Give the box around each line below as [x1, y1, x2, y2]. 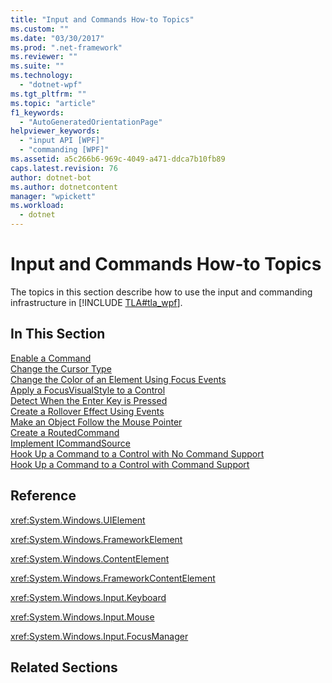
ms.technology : [10, 71, 74, 81]
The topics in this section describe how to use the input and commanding [10, 286, 313, 298]
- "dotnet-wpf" [19, 80, 83, 90]
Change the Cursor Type [10, 362, 112, 375]
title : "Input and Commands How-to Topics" [10, 14, 195, 25]
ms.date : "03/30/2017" [10, 33, 105, 43]
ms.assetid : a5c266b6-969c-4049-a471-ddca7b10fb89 [10, 154, 226, 164]
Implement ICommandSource [10, 437, 131, 449]
